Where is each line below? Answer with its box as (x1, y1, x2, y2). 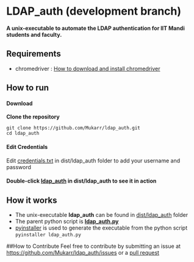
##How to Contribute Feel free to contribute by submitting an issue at (6, 242, 181, 250)
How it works (6, 195, 57, 205)
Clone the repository (6, 113, 60, 120)
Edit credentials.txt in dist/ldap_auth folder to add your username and (6, 157, 181, 164)
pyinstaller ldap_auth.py (15, 231, 81, 238)
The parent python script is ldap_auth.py (15, 217, 119, 225)
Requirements (6, 49, 61, 59)
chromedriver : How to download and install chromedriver (15, 65, 160, 72)
